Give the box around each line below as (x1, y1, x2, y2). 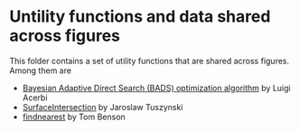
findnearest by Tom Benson (22, 111, 127, 122)
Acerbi (22, 92, 48, 103)
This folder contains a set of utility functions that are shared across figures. (9, 55, 290, 66)
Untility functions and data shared (9, 6, 271, 27)
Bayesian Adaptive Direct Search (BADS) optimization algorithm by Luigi (22, 82, 291, 93)
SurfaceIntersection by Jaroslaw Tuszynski (22, 101, 183, 112)
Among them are (9, 65, 72, 76)
